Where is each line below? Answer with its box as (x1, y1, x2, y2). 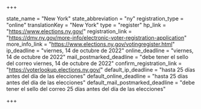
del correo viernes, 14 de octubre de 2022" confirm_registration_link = (6, 60, 182, 67)
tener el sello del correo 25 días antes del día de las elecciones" (6, 86, 166, 92)
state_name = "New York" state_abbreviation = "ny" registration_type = (6, 15, 184, 22)
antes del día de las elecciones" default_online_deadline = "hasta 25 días (6, 73, 188, 79)
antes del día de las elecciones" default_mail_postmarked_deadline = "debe (6, 79, 196, 86)
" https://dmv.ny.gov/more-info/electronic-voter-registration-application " (6, 34, 187, 41)
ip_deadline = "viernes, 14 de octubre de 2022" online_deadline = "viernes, (6, 47, 194, 54)
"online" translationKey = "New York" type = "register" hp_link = (6, 22, 166, 28)
